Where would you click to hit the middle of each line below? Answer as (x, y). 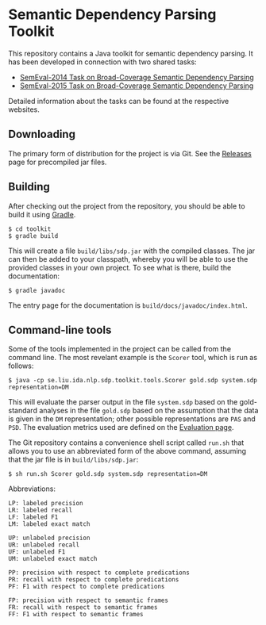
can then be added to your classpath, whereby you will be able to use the (128, 259)
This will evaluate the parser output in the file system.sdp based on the (123, 402)
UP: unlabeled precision (49, 538)
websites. (24, 109)
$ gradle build (33, 236)
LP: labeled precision (46, 504)
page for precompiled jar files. (58, 162)
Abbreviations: (32, 489)
